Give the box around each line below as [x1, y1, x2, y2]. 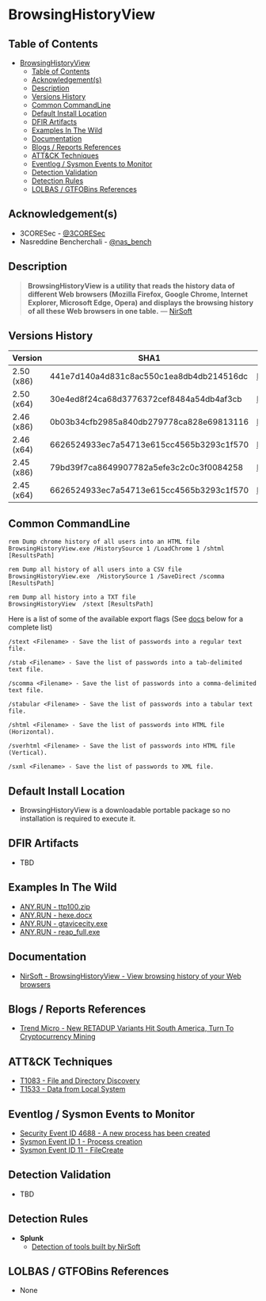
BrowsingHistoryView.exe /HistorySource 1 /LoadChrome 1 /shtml [8, 545, 225, 553]
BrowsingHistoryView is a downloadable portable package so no [19, 805, 231, 815]
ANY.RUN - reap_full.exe [19, 927, 101, 936]
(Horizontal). [8, 728, 55, 737]
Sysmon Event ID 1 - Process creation [19, 1136, 142, 1146]
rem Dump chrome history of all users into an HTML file [8, 538, 200, 546]
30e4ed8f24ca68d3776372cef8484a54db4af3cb [50, 394, 242, 405]
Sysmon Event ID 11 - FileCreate [19, 1145, 124, 1154]
